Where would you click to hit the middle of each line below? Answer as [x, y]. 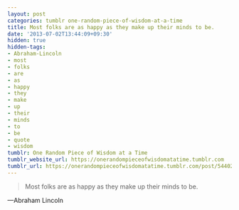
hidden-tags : [27, 47]
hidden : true [27, 41]
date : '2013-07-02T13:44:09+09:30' [60, 34]
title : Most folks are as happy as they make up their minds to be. [111, 27]
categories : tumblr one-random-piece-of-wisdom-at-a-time [95, 21]
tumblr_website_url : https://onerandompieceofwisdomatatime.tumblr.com [116, 160]
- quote [19, 140]
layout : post [27, 14]
